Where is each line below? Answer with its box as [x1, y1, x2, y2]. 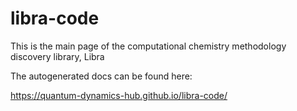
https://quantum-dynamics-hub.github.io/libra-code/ [10, 89, 228, 101]
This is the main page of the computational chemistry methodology [10, 40, 287, 52]
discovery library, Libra [10, 50, 105, 62]
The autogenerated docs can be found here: [10, 70, 193, 82]
